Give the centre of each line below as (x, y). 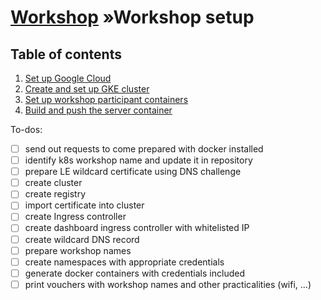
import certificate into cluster (84, 205)
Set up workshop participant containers (106, 99)
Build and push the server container (98, 110)
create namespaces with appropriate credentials (124, 262)
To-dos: (26, 129)
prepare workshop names (78, 250)
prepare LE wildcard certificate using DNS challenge (133, 172)
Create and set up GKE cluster (87, 89)
